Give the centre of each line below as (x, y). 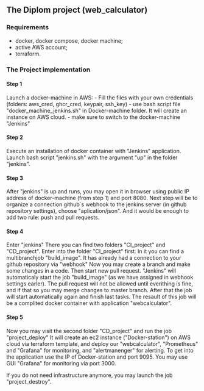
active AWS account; (41, 47)
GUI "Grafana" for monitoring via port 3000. (62, 363)
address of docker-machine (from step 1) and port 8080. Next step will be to (102, 198)
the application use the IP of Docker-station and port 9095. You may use (97, 357)
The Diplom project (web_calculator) (77, 10)
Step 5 (15, 317)
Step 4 (15, 231)
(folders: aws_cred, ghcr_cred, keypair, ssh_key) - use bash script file (93, 104)
